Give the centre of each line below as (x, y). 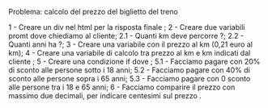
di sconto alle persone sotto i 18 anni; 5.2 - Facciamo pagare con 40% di (130, 70)
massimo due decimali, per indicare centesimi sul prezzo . (105, 96)
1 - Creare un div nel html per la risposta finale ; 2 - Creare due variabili (127, 27)
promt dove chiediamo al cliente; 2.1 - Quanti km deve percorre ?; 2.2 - (126, 36)
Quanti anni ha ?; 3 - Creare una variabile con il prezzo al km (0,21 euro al (131, 44)
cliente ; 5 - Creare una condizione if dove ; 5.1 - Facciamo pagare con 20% (134, 61)
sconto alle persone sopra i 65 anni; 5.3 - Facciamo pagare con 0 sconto (130, 79)
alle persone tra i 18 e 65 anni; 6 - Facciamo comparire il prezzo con (122, 87)
